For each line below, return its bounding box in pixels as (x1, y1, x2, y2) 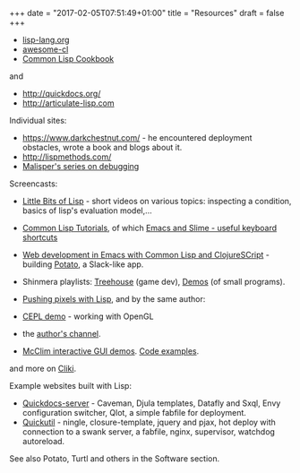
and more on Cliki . (9, 363, 77, 374)
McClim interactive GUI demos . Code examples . (21, 346, 200, 357)
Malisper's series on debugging (21, 161, 140, 171)
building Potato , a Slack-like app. (21, 259, 144, 270)
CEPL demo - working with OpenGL (21, 311, 154, 322)
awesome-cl (21, 44, 69, 55)
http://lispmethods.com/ (21, 151, 112, 162)
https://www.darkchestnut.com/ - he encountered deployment (21, 133, 253, 142)
